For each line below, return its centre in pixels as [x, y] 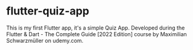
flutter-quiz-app [48, 11]
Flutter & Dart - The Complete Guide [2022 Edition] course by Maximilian [96, 34]
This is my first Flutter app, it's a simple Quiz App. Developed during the [96, 28]
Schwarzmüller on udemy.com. [45, 40]
